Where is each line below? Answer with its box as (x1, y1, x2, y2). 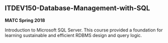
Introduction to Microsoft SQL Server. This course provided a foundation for (5, 27, 163, 33)
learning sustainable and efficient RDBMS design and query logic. (5, 32, 142, 38)
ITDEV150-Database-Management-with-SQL (5, 4, 150, 12)
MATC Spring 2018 (5, 17, 45, 23)
